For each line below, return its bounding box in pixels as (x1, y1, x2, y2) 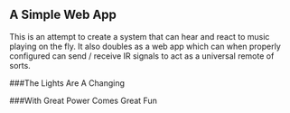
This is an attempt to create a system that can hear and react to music (9, 31, 270, 42)
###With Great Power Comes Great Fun (9, 95, 158, 106)
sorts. (9, 60, 32, 71)
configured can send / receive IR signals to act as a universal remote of (9, 50, 275, 61)
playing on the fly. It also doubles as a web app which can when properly (9, 41, 282, 52)
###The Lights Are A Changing (9, 77, 125, 89)
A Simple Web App (9, 7, 117, 23)
